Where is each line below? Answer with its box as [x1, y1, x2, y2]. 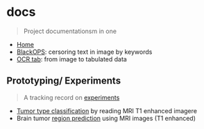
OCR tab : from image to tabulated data [16, 54, 128, 63]
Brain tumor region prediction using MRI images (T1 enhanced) [16, 114, 196, 122]
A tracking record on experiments [23, 93, 120, 101]
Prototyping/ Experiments [6, 75, 121, 87]
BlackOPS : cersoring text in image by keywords [16, 48, 153, 56]
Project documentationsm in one [23, 27, 117, 35]
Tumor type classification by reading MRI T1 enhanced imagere [16, 106, 197, 115]
